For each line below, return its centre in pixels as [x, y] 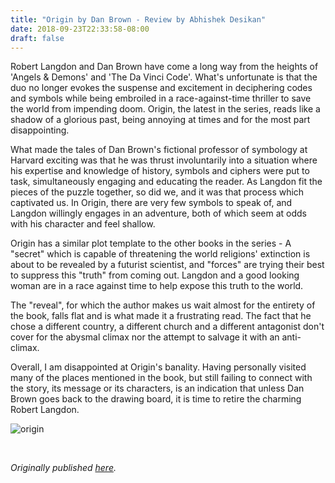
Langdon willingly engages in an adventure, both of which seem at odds [158, 213]
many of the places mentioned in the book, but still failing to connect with [161, 378]
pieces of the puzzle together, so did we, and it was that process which [157, 192]
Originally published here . [63, 468]
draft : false [37, 38]
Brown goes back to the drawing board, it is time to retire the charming [156, 399]
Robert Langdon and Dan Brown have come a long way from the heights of [164, 67]
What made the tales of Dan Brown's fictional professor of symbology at [159, 150]
